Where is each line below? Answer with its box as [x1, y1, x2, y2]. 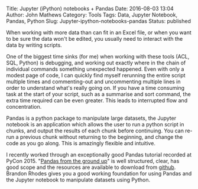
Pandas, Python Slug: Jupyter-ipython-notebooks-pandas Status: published [6, 18, 191, 24]
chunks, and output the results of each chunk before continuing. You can [6, 127, 184, 134]
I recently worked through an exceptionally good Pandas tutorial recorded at [6, 151, 192, 158]
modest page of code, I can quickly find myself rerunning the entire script [6, 72, 186, 79]
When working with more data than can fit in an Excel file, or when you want [6, 29, 192, 36]
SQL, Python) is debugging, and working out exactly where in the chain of [6, 59, 186, 66]
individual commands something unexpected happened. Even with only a [6, 66, 184, 73]
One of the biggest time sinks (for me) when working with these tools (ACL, [6, 53, 190, 60]
